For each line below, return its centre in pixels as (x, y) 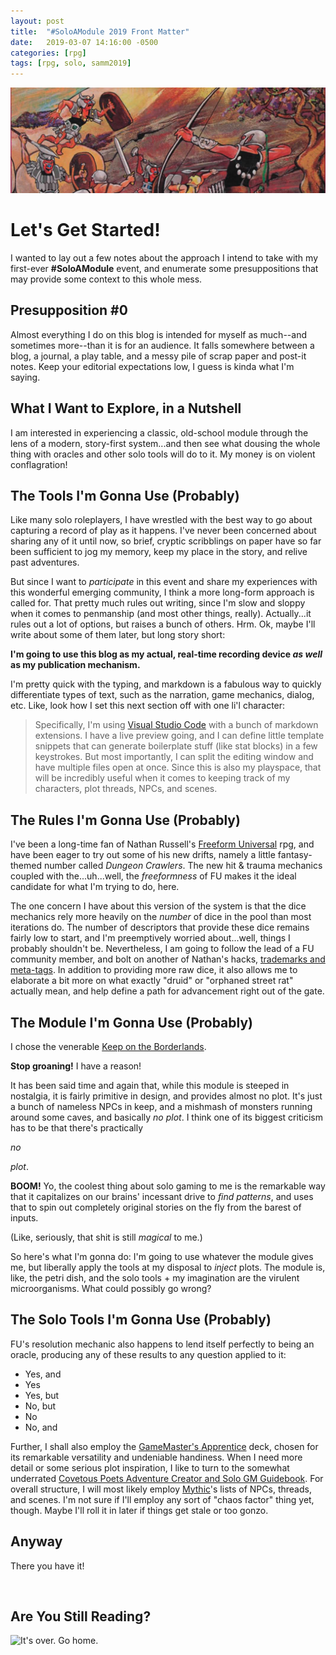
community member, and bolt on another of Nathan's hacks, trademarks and (168, 959)
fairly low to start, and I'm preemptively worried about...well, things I (150, 938)
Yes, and (43, 1374)
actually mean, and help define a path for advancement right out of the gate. (167, 991)
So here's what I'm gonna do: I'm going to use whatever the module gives (162, 1256)
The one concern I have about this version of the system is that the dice (158, 906)
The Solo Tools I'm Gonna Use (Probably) (141, 1320)
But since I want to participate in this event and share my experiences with (164, 582)
